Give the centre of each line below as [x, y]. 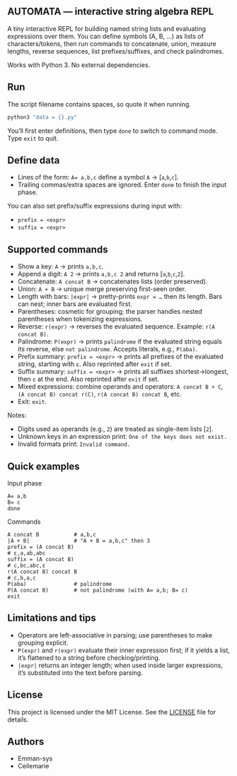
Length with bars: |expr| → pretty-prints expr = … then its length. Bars [120, 297]
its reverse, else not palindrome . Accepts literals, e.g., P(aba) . [107, 349]
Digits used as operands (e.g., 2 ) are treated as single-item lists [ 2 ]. [115, 429]
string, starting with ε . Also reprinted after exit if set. [94, 364]
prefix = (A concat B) [41, 547]
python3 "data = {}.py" [42, 117]
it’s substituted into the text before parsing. [80, 672]
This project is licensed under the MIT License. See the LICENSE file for [112, 712]
